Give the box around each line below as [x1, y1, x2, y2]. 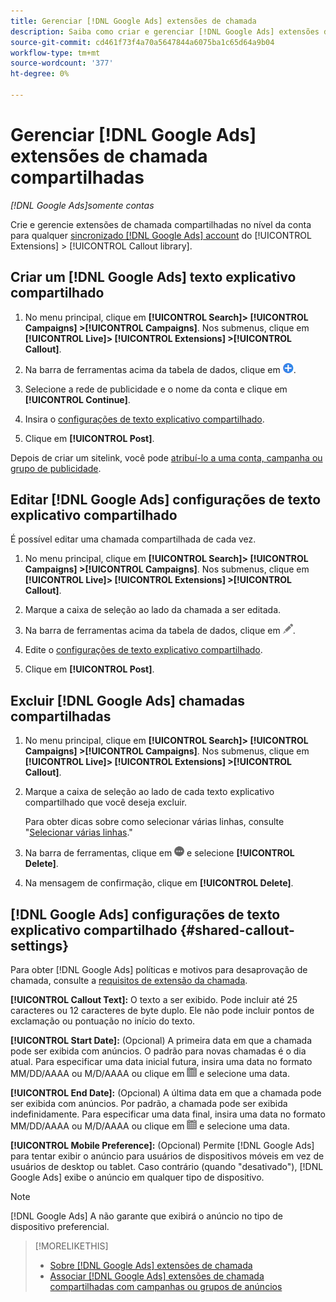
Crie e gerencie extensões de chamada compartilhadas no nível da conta [10, 218, 312, 230]
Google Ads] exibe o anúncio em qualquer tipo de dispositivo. [10, 1171, 265, 1184]
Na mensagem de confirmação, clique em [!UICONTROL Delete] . [24, 877, 294, 889]
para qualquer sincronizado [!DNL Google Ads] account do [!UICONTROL [10, 229, 312, 241]
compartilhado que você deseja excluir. [24, 796, 188, 809]
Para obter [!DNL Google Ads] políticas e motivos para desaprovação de [10, 964, 308, 976]
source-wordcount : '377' [10, 58, 114, 69]
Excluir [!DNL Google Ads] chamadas [10, 692, 246, 709]
